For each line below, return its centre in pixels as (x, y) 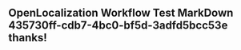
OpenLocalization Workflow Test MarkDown (121, 13)
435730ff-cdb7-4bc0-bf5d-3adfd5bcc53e (118, 26)
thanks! (28, 38)
